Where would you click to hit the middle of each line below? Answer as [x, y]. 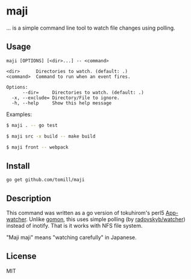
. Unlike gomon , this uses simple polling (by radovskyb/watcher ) [106, 219]
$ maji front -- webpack [37, 147]
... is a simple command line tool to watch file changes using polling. [91, 28]
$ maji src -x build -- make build [51, 136]
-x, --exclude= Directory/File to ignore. [66, 98]
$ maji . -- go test [32, 125]
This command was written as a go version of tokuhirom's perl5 [85, 213]
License [21, 256]
